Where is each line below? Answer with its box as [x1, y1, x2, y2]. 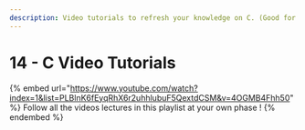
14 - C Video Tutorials [9, 52, 176, 73]
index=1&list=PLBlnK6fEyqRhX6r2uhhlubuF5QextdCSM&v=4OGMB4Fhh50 [9, 92, 290, 103]
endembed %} [9, 111, 64, 123]
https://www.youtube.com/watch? [69, 83, 198, 94]
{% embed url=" [9, 83, 71, 94]
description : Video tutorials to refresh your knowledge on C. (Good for [9, 13, 297, 23]
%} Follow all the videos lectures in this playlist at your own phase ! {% [9, 102, 276, 113]
